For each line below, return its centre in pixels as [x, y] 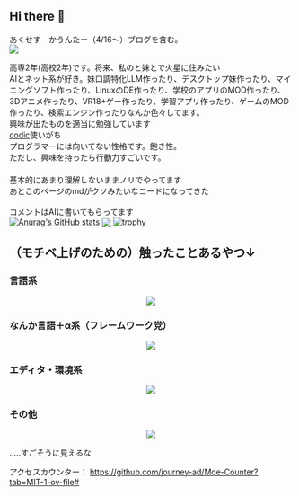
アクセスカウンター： [48, 472]
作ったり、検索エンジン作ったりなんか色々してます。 [107, 112]
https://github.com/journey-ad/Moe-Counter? [174, 472]
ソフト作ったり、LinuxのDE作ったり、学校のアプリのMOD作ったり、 [159, 90]
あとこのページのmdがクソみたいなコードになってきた [109, 190]
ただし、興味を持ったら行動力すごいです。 [88, 157]
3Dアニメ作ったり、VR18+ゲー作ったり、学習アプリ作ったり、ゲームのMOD [149, 101]
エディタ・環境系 [46, 369]
